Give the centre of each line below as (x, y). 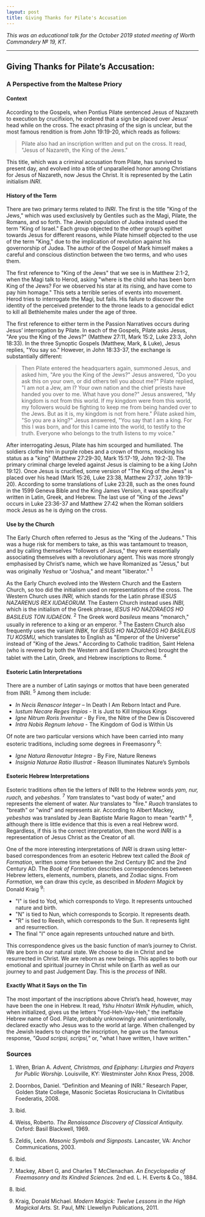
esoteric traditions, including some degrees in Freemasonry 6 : (84, 743)
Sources (19, 1054)
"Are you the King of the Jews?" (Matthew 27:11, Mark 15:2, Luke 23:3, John (102, 337)
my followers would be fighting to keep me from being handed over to (109, 407)
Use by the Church (31, 524)
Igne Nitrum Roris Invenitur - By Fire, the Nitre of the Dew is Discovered (105, 717)
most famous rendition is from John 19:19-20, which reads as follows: (94, 132)
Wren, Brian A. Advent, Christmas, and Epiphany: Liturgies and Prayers (105, 1067)
